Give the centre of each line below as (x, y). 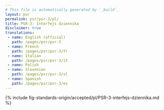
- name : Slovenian (26, 70)
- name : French (23, 47)
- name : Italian (24, 56)
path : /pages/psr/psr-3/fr (40, 51)
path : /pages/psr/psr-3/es (40, 83)
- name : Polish (23, 65)
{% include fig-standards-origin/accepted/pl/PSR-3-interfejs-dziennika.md (82, 98)
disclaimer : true (23, 28)
